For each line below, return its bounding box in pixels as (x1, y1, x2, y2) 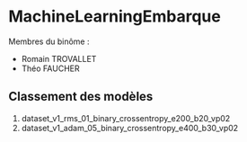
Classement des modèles (8, 89, 154, 104)
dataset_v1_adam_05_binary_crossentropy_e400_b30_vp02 (21, 122, 239, 133)
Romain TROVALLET (21, 53, 97, 64)
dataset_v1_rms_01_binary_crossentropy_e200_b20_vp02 (21, 112, 231, 123)
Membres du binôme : (8, 36, 90, 47)
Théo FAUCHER (21, 63, 80, 74)
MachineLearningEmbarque (8, 6, 221, 27)
